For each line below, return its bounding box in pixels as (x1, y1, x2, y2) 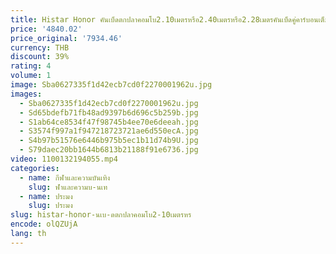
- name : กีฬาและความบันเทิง (19, 172, 111, 183)
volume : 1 (10, 71, 52, 81)
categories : (10, 163, 60, 173)
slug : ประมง (28, 201, 73, 211)
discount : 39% (10, 52, 70, 62)
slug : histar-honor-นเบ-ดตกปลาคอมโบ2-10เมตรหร (10, 210, 192, 220)
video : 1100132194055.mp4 (10, 154, 118, 164)
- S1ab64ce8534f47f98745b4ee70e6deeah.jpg (19, 117, 199, 127)
